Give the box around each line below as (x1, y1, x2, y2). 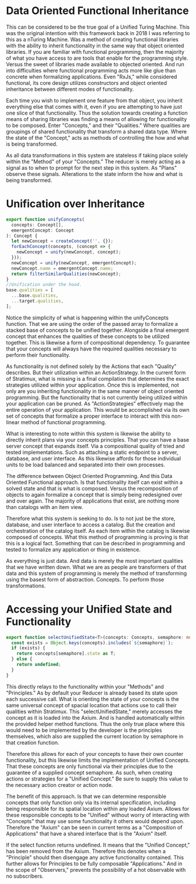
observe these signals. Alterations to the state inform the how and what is (6, 170, 183, 177)
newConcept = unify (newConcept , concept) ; (16, 249, 121, 255)
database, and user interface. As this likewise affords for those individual (6, 455, 181, 462)
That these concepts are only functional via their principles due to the (6, 762, 173, 770)
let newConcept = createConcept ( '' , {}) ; (11, 238, 114, 244)
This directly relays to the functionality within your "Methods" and (6, 683, 164, 690)
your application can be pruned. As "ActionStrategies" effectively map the (6, 400, 184, 407)
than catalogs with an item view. (6, 503, 83, 510)
